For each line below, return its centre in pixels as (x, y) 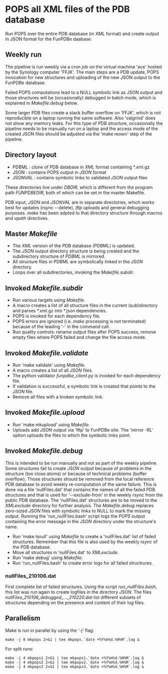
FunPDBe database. (25, 82)
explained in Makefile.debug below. (42, 103)
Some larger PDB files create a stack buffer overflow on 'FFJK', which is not (83, 112)
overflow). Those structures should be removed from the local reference (80, 479)
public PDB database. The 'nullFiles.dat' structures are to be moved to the (81, 500)
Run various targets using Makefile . (49, 300)
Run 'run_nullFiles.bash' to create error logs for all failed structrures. (83, 563)
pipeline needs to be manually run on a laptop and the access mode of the (82, 128)
